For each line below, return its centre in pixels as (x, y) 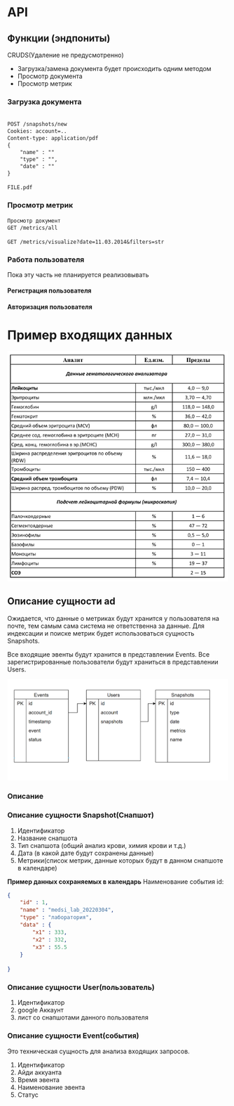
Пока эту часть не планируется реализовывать (78, 274)
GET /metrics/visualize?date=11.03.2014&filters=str (86, 242)
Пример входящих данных (90, 335)
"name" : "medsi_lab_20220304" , (67, 910)
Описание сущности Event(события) (73, 1036)
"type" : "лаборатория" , (56, 918)
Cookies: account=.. (37, 131)
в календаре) (37, 868)
